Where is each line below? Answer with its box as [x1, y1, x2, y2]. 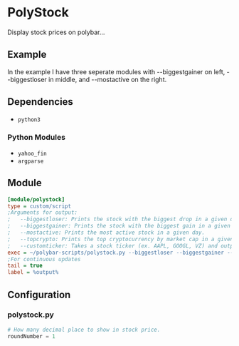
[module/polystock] [7, 195, 65, 203]
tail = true [7, 262, 43, 270]
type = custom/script [7, 203, 72, 210]
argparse [17, 158, 44, 165]
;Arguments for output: [7, 209, 78, 216]
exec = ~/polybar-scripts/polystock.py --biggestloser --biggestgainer [7, 249, 224, 256]
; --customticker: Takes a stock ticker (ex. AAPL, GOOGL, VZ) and [7, 242, 218, 250]
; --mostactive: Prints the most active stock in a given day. [7, 229, 205, 236]
